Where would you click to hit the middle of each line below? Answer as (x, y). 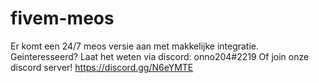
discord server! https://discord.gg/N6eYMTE (102, 67)
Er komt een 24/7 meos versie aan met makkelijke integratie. (135, 46)
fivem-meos (62, 18)
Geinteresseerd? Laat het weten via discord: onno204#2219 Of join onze (160, 56)
